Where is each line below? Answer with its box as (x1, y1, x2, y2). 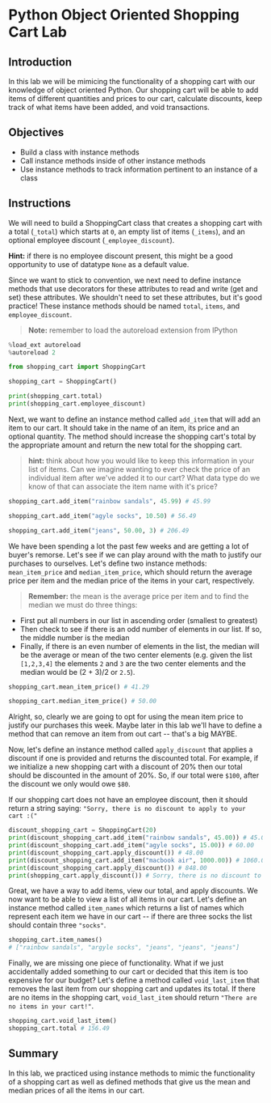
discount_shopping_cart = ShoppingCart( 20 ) (8, 826, 157, 834)
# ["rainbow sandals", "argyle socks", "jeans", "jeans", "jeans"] (8, 944, 240, 952)
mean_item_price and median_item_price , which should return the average (8, 566, 252, 576)
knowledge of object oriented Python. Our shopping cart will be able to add (8, 85, 259, 95)
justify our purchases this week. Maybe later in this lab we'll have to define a (8, 720, 262, 730)
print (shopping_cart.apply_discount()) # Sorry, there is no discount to (8, 872, 262, 880)
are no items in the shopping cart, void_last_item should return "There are (8, 993, 257, 1003)
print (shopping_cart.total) (8, 392, 103, 401)
